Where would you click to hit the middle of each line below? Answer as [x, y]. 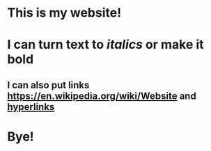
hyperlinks [31, 107]
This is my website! [64, 13]
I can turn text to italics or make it [105, 45]
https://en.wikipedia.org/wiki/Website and [102, 96]
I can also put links [48, 85]
